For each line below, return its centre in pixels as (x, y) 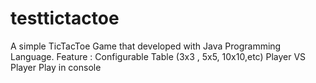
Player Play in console (56, 67)
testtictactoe (65, 18)
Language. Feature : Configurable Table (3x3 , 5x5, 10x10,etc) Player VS (158, 56)
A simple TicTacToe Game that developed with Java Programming (146, 46)
